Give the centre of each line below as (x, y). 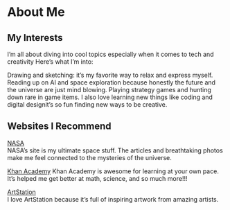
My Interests (35, 38)
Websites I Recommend (59, 126)
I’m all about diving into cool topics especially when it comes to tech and (110, 54)
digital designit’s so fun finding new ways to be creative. (87, 104)
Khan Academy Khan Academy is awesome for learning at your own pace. (113, 171)
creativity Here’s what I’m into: (50, 62)
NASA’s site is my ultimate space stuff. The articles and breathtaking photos (115, 150)
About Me (36, 12)
